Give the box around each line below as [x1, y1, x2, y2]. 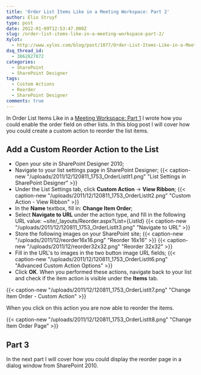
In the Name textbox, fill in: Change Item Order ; [14, 205, 133, 212]
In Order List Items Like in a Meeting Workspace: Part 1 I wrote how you [6, 114, 182, 122]
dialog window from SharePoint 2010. [6, 362, 99, 369]
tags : [6, 75, 20, 81]
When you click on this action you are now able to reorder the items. [6, 304, 175, 312]
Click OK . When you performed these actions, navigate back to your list [14, 268, 192, 276]
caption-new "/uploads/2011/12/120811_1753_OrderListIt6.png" [14, 256, 168, 263]
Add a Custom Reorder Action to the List [6, 144, 159, 155]
